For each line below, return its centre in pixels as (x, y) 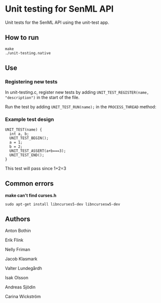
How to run (22, 38)
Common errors (30, 184)
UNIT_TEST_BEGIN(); (29, 138)
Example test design (30, 119)
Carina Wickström (23, 297)
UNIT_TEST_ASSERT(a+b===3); (38, 151)
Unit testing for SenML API (59, 9)
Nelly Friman (18, 250)
